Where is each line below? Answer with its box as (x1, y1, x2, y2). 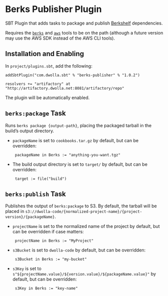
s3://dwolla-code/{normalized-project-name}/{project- (25, 209, 142, 214)
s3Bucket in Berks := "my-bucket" (15, 257, 87, 262)
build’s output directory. (5, 128, 54, 134)
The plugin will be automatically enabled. (5, 94, 90, 101)
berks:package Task (5, 109, 66, 118)
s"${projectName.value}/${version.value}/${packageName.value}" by (12, 271, 156, 277)
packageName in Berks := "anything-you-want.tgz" (15, 152, 121, 157)
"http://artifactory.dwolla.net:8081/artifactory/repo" (5, 86, 124, 91)
